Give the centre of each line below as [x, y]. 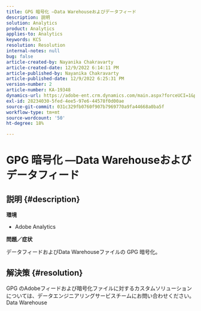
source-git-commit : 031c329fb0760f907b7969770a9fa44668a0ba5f [85, 107]
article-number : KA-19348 [38, 90]
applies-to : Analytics [34, 34]
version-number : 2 [29, 85]
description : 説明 [28, 17]
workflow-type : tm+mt [33, 112]
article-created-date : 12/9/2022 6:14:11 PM [63, 68]
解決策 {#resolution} [45, 273]
